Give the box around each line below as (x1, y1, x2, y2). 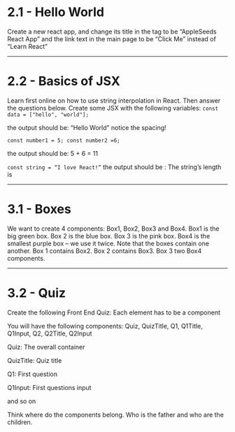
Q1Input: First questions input (7, 383, 92, 391)
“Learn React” (7, 42, 48, 50)
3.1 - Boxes (7, 201, 71, 217)
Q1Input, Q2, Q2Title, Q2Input (7, 329, 92, 338)
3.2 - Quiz (7, 285, 66, 301)
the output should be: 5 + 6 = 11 (7, 149, 99, 157)
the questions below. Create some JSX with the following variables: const (7, 103, 219, 112)
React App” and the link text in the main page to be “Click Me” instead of (7, 34, 217, 43)
